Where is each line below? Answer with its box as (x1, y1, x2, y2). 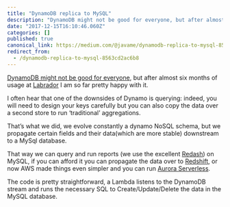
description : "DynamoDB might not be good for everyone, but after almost (7, 16, 225, 23)
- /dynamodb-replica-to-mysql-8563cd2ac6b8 (13, 55, 139, 62)
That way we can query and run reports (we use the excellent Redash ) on (7, 149, 214, 158)
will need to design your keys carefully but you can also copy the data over (7, 101, 219, 110)
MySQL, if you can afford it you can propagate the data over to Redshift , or (7, 157, 218, 165)
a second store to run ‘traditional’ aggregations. (7, 108, 141, 117)
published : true (7, 36, 53, 42)
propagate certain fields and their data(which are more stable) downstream (7, 129, 219, 137)
